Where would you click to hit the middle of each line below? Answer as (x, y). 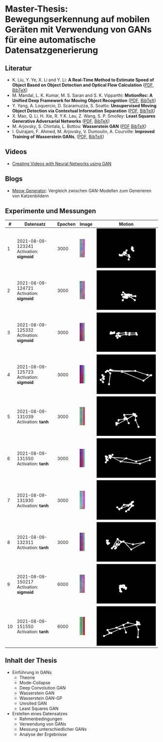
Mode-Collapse (35, 682)
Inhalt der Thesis (31, 661)
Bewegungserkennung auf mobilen (77, 19)
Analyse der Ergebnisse (43, 734)
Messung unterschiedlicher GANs (53, 729)
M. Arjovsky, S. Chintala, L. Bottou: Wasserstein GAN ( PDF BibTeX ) (79, 126)
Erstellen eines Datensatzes (40, 713)
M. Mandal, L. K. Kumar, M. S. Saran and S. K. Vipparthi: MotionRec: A (82, 95)
